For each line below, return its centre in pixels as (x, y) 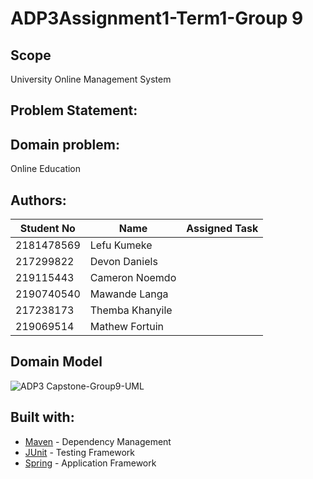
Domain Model (56, 362)
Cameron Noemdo (133, 278)
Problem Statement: (74, 110)
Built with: (42, 417)
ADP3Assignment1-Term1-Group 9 (157, 18)
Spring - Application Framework (90, 463)
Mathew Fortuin (127, 327)
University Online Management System (91, 79)
